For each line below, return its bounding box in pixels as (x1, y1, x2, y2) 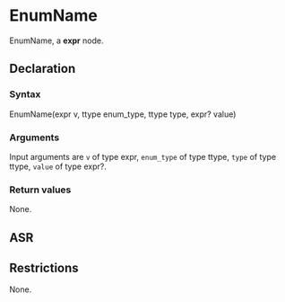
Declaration (9, 61, 76, 76)
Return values (9, 183, 72, 196)
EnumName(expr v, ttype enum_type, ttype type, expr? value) (9, 109, 237, 120)
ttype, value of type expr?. (9, 161, 108, 172)
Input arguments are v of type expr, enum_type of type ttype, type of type (9, 151, 276, 162)
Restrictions (9, 261, 79, 275)
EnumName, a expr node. (9, 35, 104, 46)
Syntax (9, 88, 41, 101)
